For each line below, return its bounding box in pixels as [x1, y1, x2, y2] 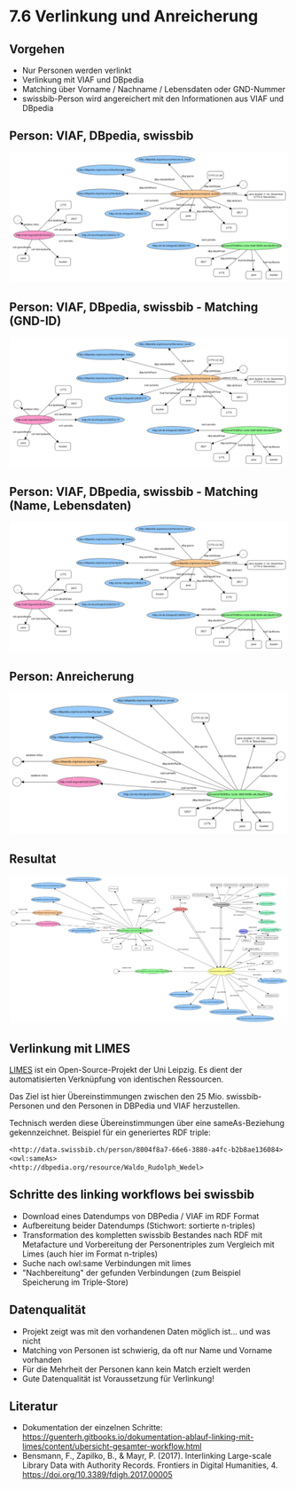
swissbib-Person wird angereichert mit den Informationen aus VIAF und [21, 93, 284, 104]
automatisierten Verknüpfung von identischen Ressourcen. [9, 1074, 224, 1084]
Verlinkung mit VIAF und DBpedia [21, 75, 144, 85]
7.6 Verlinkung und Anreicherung [9, 6, 259, 27]
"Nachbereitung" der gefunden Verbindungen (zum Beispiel [21, 1267, 241, 1278]
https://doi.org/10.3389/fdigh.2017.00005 [21, 1469, 173, 1480]
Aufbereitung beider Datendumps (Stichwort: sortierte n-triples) [21, 1220, 255, 1231]
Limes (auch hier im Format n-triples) [21, 1249, 158, 1259]
